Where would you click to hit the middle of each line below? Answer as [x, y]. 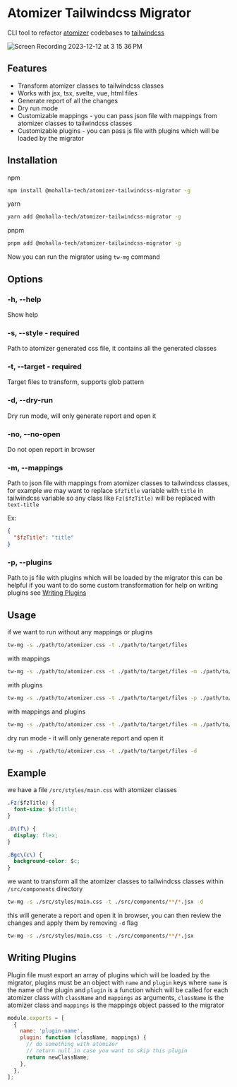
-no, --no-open [34, 434]
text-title [23, 505]
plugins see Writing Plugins [47, 593]
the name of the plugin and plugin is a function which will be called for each [118, 990]
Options [25, 279]
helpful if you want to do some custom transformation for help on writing [113, 586]
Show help [23, 314]
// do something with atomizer [72, 1045]
